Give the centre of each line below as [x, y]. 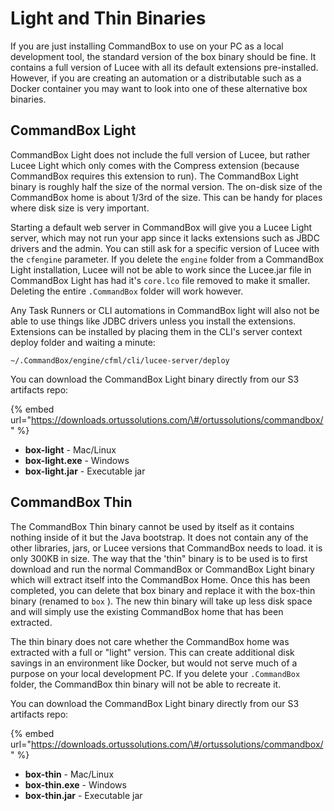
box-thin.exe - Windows [75, 784]
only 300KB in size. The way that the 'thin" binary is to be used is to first [159, 558]
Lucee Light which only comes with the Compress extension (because [155, 165]
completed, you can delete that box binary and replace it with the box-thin [163, 590]
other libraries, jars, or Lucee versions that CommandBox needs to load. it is [166, 548]
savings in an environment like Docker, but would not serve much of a [154, 663]
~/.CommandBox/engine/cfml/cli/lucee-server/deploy [120, 360]
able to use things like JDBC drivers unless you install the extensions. [153, 321]
